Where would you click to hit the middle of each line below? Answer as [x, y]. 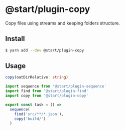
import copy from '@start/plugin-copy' [47, 96]
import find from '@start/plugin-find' [47, 91]
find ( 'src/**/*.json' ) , [39, 114]
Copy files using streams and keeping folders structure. [63, 23]
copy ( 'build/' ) [30, 118]
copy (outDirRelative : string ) [37, 77]
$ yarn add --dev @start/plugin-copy [45, 50]
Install [15, 39]
